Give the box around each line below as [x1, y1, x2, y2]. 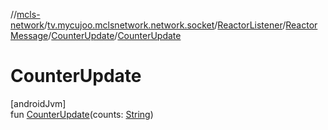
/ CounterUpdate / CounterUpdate [48, 30, 182, 41]
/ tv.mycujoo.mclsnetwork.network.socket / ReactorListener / [44, 19, 287, 31]
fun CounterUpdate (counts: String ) [10, 108, 154, 120]
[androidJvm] [10, 97, 67, 109]
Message [10, 30, 49, 41]
